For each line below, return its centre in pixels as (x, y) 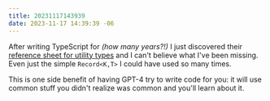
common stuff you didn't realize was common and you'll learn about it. (126, 88)
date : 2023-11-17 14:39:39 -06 (61, 23)
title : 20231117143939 (47, 16)
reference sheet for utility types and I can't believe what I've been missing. (133, 55)
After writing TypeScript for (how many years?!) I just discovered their (125, 46)
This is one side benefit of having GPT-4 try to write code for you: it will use (135, 79)
